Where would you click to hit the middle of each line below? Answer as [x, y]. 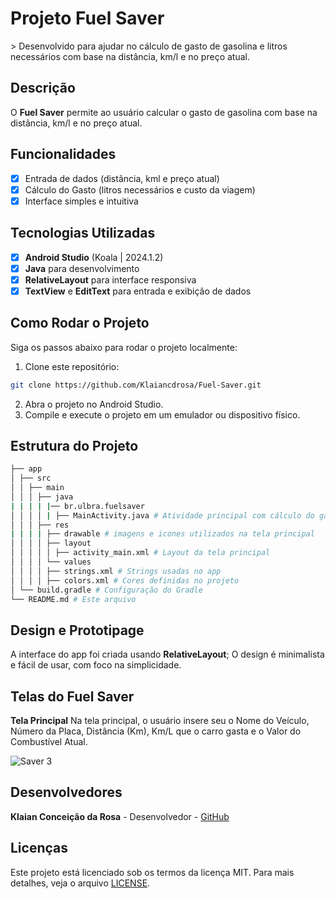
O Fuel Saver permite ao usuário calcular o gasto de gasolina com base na [164, 112]
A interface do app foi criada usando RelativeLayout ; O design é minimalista [167, 654]
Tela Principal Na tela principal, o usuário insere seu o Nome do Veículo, [160, 721]
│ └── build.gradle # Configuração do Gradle [106, 590]
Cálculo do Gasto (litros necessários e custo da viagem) [140, 189]
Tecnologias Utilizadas [83, 233]
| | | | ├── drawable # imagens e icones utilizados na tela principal [162, 534]
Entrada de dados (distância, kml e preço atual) [122, 178]
